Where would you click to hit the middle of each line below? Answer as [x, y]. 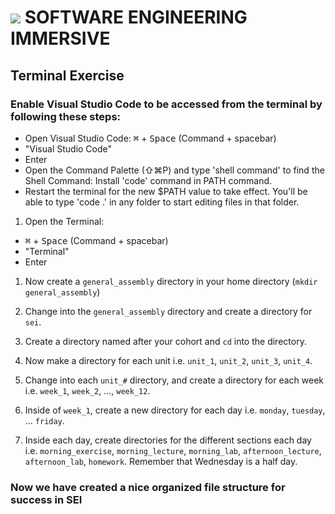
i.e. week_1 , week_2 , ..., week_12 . [87, 390]
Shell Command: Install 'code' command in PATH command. [148, 180]
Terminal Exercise [67, 75]
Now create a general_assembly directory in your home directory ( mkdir [171, 281]
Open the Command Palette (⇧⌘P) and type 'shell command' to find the [174, 170]
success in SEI [46, 499]
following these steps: [66, 116]
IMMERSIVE [60, 38]
